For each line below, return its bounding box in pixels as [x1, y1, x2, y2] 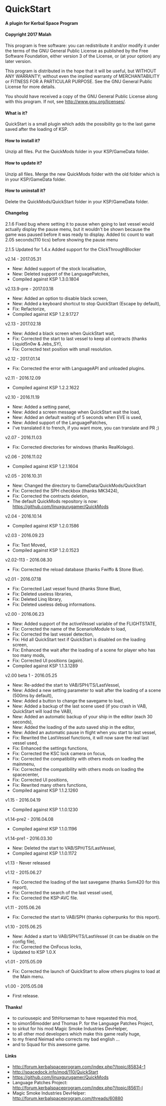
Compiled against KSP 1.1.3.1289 [12, 663, 78, 669]
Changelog [5, 210, 29, 216]
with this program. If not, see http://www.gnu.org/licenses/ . [5, 98, 126, 105]
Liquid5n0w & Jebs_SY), [12, 341, 62, 347]
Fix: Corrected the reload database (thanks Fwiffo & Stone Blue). [12, 567, 145, 572]
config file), [12, 938, 36, 944]
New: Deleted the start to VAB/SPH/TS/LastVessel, [12, 845, 116, 851]
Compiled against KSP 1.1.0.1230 [12, 807, 78, 813]
